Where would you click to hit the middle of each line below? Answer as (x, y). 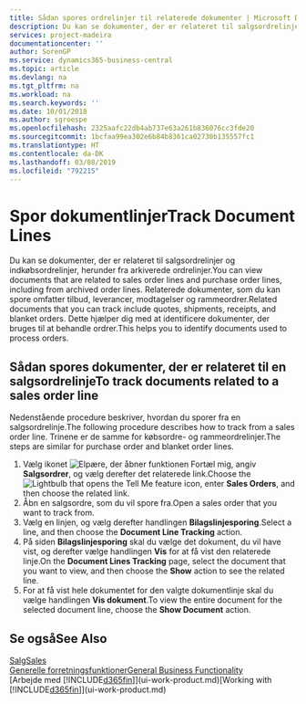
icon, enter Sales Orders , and (240, 484)
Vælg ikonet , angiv (139, 464)
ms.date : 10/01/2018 (49, 111)
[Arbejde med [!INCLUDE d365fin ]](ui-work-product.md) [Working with (141, 679)
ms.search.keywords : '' (55, 103)
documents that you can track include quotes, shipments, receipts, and (143, 309)
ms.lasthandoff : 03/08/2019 (63, 162)
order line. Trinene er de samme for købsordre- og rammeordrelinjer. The (145, 437)
